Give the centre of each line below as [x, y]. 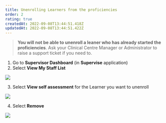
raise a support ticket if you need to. [55, 53]
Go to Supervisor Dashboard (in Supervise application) [70, 63]
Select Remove [28, 106]
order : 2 [14, 14]
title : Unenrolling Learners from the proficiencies [61, 10]
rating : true [19, 19]
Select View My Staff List [39, 68]
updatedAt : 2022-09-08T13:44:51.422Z [44, 28]
